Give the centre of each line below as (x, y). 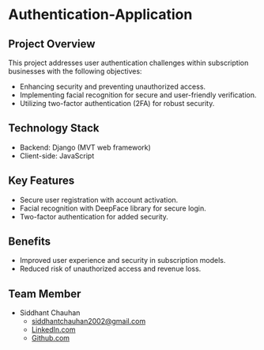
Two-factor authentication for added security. (94, 216)
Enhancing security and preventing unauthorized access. (113, 86)
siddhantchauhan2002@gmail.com (89, 321)
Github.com (50, 338)
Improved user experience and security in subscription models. (123, 261)
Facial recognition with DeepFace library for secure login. (113, 208)
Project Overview (52, 44)
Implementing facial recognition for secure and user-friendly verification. (138, 95)
